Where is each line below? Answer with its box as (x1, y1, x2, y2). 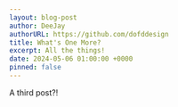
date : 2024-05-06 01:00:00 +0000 (9, 54, 133, 63)
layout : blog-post (9, 12, 77, 22)
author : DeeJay (9, 21, 66, 30)
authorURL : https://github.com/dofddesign (9, 29, 169, 38)
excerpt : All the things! (9, 46, 105, 55)
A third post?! (9, 86, 59, 98)
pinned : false (9, 63, 62, 72)
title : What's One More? (9, 37, 101, 47)
